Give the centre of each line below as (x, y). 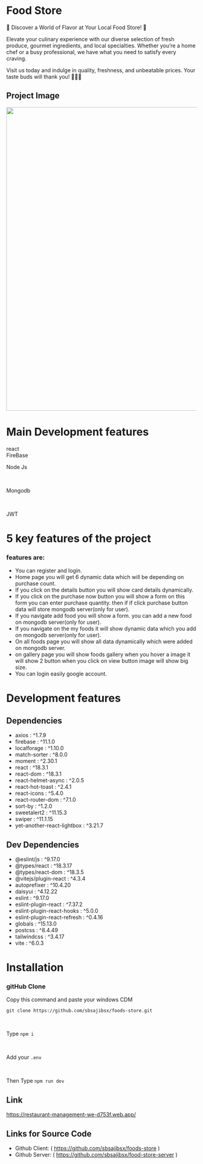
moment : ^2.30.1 (36, 761)
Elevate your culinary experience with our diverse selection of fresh (90, 39)
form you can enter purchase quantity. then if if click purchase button (101, 603)
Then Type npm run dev (35, 1081)
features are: (26, 557)
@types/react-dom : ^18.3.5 (50, 872)
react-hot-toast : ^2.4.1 (43, 787)
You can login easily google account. (61, 674)
